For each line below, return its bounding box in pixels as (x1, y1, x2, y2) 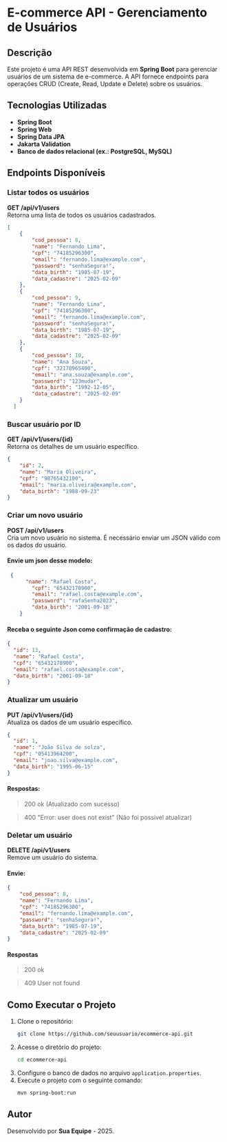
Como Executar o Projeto (7, 999, 116, 1011)
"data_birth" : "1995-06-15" (13, 763, 94, 770)
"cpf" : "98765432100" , (19, 475, 85, 482)
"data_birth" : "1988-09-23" (19, 487, 100, 495)
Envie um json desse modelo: (7, 556, 93, 565)
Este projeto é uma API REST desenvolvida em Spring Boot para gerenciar (7, 65, 218, 73)
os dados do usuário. (7, 540, 67, 549)
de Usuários (7, 19, 78, 35)
